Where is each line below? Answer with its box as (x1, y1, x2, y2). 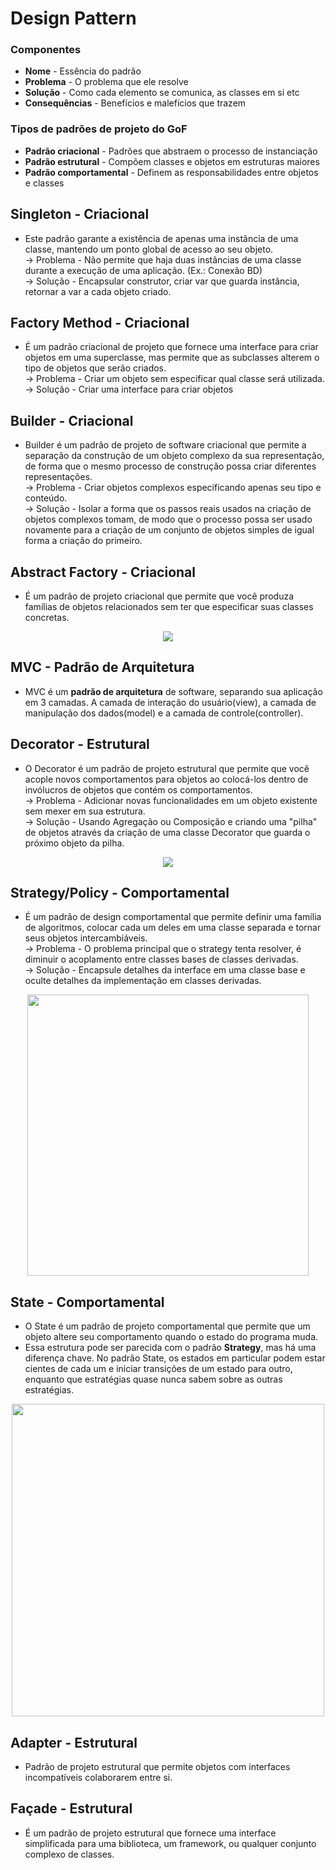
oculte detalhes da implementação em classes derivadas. (24, 975, 262, 987)
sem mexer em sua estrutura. (24, 805, 146, 817)
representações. (24, 471, 93, 483)
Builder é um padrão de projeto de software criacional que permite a (24, 439, 307, 451)
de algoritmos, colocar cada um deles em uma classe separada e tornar (24, 922, 322, 934)
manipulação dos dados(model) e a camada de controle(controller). (24, 707, 304, 719)
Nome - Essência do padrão (24, 65, 142, 77)
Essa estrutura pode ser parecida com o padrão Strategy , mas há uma (24, 1342, 317, 1354)
